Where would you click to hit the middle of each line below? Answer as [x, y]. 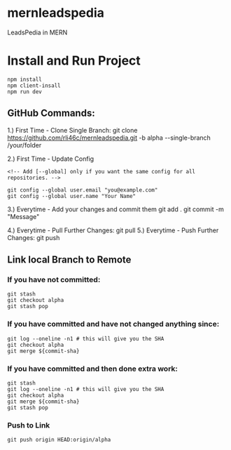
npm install [24, 79]
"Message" [23, 216]
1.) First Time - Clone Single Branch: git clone [72, 130]
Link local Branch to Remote [69, 260]
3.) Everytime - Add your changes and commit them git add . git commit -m [115, 209]
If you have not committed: [54, 280]
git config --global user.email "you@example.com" [83, 190]
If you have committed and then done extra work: [93, 369]
